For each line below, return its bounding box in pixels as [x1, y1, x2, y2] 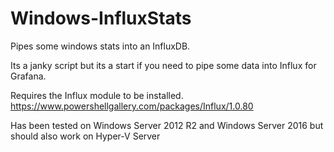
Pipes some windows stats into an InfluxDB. [10, 40, 191, 52]
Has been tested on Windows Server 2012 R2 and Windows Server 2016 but [10, 119, 324, 131]
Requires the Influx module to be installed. [10, 89, 184, 101]
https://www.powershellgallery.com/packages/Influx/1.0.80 [10, 100, 254, 112]
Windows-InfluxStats [10, 7, 192, 30]
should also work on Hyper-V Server [10, 130, 161, 142]
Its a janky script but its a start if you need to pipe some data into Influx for [10, 59, 317, 71]
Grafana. [10, 70, 47, 82]
